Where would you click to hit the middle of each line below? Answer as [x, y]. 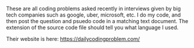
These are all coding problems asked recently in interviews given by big [94, 9]
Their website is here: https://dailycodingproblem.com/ [73, 39]
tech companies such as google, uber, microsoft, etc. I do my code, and [94, 15]
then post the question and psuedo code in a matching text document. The [97, 21]
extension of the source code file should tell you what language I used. [92, 27]
